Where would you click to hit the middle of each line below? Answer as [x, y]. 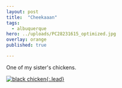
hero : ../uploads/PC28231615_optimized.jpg [61, 34]
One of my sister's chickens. [41, 67]
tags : [13, 23]
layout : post [22, 12]
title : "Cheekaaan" [32, 17]
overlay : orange [26, 40]
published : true [26, 45]
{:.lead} [55, 79]
